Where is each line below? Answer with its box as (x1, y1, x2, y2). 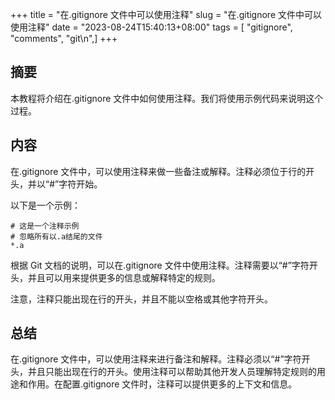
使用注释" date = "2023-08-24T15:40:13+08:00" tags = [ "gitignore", (10, 21, 293, 33)
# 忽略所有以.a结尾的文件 (10, 231, 103, 242)
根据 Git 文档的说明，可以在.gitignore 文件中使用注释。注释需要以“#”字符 (10, 259, 310, 271)
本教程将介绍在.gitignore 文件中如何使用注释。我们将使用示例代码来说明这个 (10, 92, 324, 104)
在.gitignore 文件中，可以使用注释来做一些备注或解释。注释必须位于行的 (10, 165, 307, 177)
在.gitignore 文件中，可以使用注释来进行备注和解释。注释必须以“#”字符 (10, 353, 302, 365)
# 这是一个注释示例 (10, 221, 80, 231)
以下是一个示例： (10, 199, 81, 211)
